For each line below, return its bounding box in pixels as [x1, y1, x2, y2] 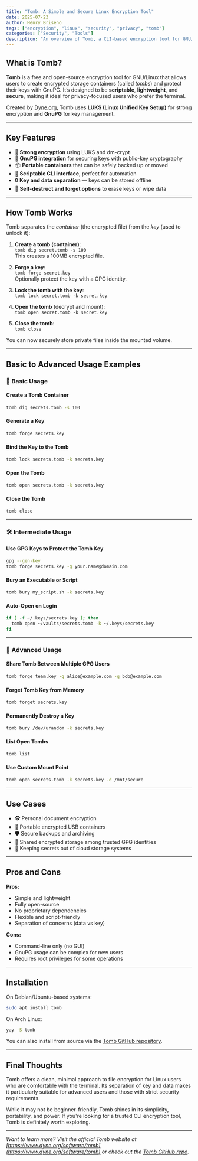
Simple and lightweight [14, 894, 71, 901]
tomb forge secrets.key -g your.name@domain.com [6, 563, 128, 570]
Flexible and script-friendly [14, 913, 81, 920]
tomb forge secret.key [14, 270, 71, 276]
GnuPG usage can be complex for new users [14, 948, 124, 955]
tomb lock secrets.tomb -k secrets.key [6, 456, 104, 462]
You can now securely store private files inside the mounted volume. [6, 337, 173, 344]
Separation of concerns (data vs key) [14, 919, 105, 927]
